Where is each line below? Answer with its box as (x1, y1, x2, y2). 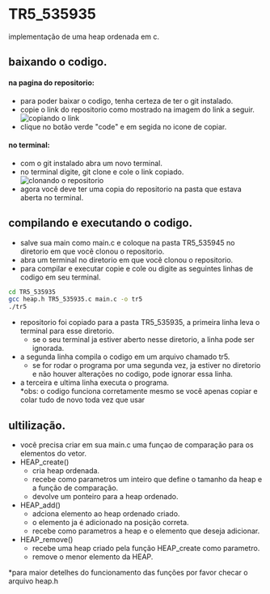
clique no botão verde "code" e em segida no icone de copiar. (19, 122, 227, 131)
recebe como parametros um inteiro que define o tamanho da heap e (32, 474, 263, 484)
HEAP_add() (19, 500, 61, 510)
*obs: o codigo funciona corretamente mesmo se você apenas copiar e (19, 387, 258, 396)
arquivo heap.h (8, 576, 59, 586)
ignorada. (32, 344, 65, 353)
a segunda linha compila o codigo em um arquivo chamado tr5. (19, 352, 230, 361)
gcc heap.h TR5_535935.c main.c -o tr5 (8, 295, 143, 304)
